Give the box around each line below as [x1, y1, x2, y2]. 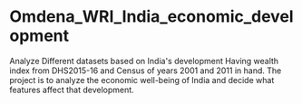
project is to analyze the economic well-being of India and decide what [9, 74, 275, 85]
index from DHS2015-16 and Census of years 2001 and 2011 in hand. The [9, 65, 282, 76]
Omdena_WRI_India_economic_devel [9, 6, 294, 27]
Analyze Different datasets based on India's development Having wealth [9, 55, 279, 66]
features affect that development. [9, 84, 134, 95]
